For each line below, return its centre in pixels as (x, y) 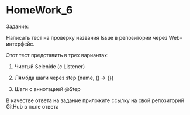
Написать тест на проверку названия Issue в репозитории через (87, 37)
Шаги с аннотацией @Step (47, 89)
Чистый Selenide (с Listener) (50, 66)
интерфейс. (20, 44)
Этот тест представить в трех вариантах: (58, 55)
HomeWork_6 (39, 10)
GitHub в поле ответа (32, 106)
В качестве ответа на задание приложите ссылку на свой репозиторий (95, 100)
